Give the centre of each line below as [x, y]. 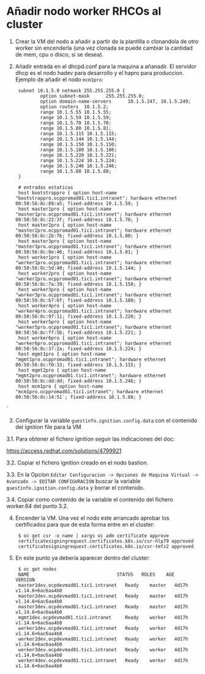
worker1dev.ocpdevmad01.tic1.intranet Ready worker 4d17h [103, 628]
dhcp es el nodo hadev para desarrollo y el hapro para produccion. [99, 72]
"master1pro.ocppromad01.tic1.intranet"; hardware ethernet [93, 214]
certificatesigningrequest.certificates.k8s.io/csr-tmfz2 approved [106, 546]
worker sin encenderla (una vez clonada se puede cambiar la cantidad [104, 48]
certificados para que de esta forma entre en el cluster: [85, 524]
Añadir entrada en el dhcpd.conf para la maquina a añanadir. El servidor [106, 66]
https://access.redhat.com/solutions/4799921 [64, 450]
